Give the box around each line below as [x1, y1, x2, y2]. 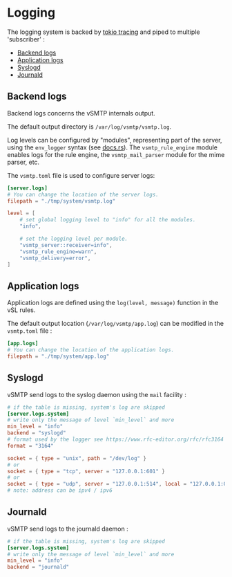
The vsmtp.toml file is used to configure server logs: [7, 171, 155, 179]
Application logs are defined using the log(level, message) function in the [7, 299, 219, 307]
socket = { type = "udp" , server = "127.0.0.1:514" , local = [7, 481, 187, 488]
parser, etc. [7, 158, 40, 166]
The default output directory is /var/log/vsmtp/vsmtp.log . [7, 122, 171, 131]
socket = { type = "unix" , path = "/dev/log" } [7, 455, 147, 461]
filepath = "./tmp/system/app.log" [7, 353, 110, 360]
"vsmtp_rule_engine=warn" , [19, 248, 97, 255]
